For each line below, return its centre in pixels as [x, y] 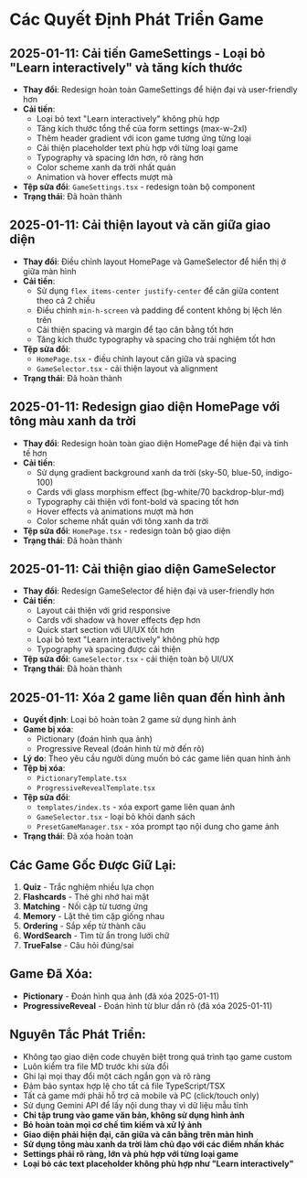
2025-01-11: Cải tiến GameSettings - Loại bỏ [138, 54]
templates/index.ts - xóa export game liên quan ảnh [136, 807]
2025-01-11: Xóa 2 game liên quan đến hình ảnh [148, 697]
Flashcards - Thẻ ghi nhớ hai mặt [85, 897]
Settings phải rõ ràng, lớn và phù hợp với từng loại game [131, 1153]
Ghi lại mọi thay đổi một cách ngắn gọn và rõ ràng [116, 1076]
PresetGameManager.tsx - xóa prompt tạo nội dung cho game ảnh [158, 827]
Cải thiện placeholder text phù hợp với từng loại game [137, 148]
